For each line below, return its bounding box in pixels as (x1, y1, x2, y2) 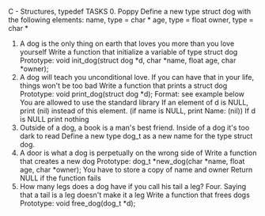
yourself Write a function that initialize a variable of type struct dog (19, 47, 238, 56)
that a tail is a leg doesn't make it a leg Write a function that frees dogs (19, 190, 251, 199)
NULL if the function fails (19, 173, 101, 183)
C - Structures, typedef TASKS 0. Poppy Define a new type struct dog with (8, 7, 252, 16)
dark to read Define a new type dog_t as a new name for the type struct (19, 131, 253, 141)
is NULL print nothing (19, 115, 89, 123)
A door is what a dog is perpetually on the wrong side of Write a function (19, 148, 257, 157)
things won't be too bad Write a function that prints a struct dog (19, 81, 228, 90)
